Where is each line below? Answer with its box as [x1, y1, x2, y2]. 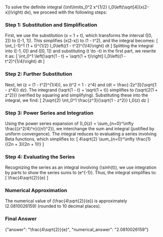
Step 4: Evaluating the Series [5, 153, 75, 160]
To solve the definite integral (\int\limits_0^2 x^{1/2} [5, 4, 108, 10]
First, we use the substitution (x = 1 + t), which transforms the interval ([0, [5, 33, 152, 39]
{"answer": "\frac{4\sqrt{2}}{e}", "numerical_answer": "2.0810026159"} [5, 226, 149, 232]
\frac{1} [136, 136, 151, 142]
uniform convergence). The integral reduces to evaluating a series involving [5, 131, 157, 137]
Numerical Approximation [5, 187, 67, 194]
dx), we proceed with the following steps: [24, 9, 107, 15]
